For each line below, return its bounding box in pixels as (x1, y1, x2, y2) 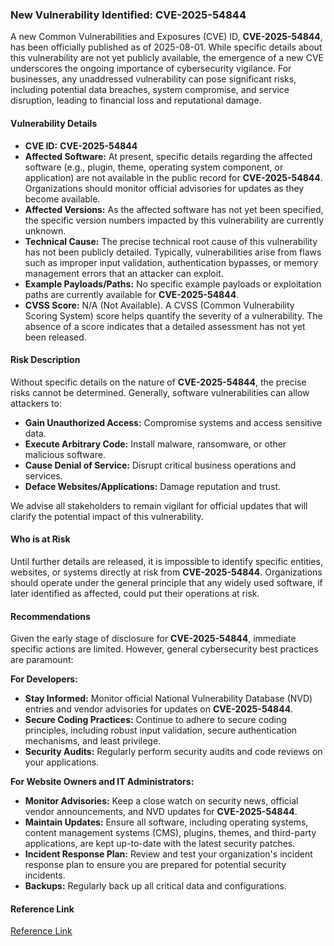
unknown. (24, 224, 67, 237)
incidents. (24, 869, 66, 882)
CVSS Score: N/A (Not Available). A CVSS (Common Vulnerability (24, 299, 295, 311)
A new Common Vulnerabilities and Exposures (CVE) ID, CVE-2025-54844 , (10, 31, 323, 43)
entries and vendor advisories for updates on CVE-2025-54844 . (24, 703, 294, 715)
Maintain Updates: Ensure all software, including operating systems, (24, 816, 309, 828)
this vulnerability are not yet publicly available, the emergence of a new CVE (10, 52, 324, 64)
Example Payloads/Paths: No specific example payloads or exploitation (24, 278, 322, 290)
